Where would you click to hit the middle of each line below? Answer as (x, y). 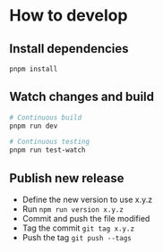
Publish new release (67, 178)
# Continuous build (46, 117)
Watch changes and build (82, 97)
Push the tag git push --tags (77, 237)
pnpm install (34, 69)
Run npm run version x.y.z (73, 209)
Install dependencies (69, 49)
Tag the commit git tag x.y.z (78, 228)
